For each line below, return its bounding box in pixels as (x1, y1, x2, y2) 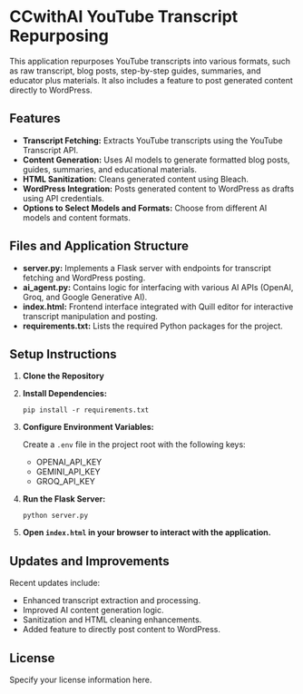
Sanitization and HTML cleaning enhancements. (22, 614, 202, 625)
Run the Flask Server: (22, 494, 106, 504)
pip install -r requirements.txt (22, 406, 150, 415)
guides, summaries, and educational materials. (22, 163, 198, 174)
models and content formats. (22, 211, 132, 223)
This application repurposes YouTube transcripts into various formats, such (9, 55, 291, 66)
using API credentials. (22, 192, 104, 203)
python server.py (22, 511, 89, 521)
